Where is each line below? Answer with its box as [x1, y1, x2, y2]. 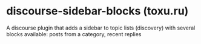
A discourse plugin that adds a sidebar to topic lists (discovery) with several [6, 24, 196, 31]
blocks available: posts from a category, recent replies [6, 30, 142, 37]
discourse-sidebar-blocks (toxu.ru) [6, 4, 189, 18]
